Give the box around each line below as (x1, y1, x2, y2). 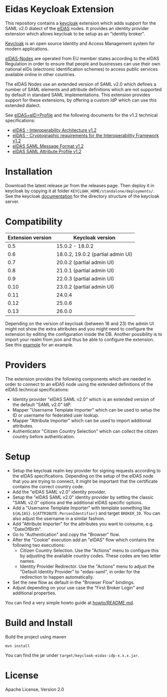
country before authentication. (12, 433, 75, 439)
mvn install (5, 643, 30, 648)
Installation (5, 166, 53, 177)
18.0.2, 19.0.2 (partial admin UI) (56, 250, 133, 257)
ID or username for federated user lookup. (12, 412, 100, 418)
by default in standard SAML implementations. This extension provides (5, 92, 151, 98)
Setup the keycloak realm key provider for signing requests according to (12, 467, 161, 474)
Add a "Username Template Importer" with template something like (12, 505, 151, 511)
